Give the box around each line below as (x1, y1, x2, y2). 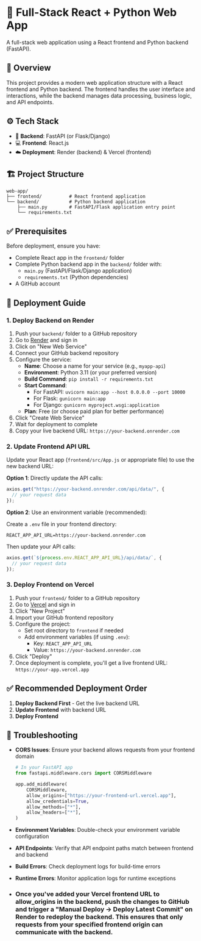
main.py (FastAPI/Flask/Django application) (24, 267, 132, 274)
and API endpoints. (6, 98, 54, 106)
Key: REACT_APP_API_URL (33, 640, 93, 647)
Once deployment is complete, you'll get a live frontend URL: (15, 659, 168, 667)
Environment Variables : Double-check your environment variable (15, 826, 180, 834)
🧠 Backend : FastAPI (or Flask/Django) (15, 132, 111, 140)
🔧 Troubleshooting (6, 730, 78, 740)
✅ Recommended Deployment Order (6, 683, 147, 694)
